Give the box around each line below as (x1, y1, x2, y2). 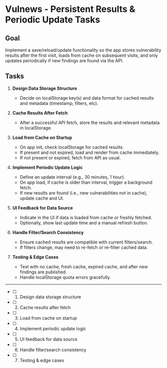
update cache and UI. (19, 195, 64, 201)
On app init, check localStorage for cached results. (19, 144, 124, 150)
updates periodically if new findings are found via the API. (5, 58, 124, 63)
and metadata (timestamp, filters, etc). (19, 100, 98, 106)
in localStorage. (19, 124, 52, 130)
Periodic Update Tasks (5, 14, 100, 25)
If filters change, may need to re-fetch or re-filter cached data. (19, 244, 148, 250)
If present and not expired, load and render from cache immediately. (19, 149, 160, 155)
